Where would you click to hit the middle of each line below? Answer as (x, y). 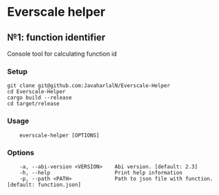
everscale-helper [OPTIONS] (59, 135)
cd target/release (33, 104)
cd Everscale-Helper (37, 92)
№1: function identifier (56, 37)
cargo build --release (39, 98)
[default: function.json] (44, 185)
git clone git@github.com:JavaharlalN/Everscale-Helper (89, 86)
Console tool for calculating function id (62, 54)
